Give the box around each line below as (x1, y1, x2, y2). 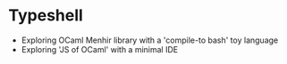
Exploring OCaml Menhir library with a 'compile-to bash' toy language (21, 35, 279, 45)
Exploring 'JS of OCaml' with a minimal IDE (21, 44, 179, 54)
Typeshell (8, 5, 84, 26)
